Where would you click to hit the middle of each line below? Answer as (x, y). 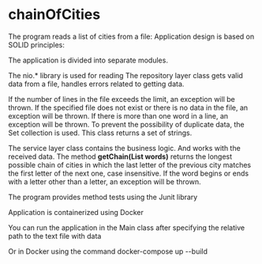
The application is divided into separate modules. (88, 60)
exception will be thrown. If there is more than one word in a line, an (118, 115)
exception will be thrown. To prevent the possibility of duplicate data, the (126, 124)
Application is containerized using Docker (76, 212)
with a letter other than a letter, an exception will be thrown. (105, 181)
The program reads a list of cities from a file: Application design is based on (131, 36)
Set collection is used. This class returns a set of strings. (100, 133)
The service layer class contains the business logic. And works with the (124, 148)
